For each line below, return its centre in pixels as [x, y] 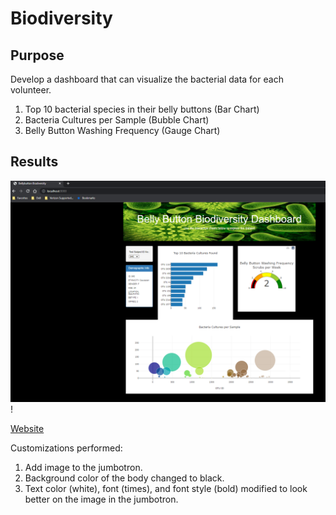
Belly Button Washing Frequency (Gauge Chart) [122, 130]
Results [34, 162]
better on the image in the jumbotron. [101, 499]
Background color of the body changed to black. [124, 478]
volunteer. [31, 90]
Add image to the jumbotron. [83, 468]
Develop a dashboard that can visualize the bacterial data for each [147, 79]
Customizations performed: [66, 448]
